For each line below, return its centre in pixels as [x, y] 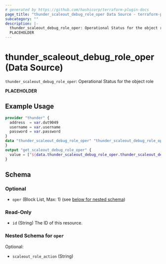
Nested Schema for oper [35, 236]
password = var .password [35, 132]
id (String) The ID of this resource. [47, 223]
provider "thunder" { [27, 118]
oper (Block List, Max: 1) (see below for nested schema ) [69, 199]
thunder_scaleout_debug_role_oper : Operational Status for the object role [80, 81]
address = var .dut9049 [34, 122]
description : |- [22, 23]
